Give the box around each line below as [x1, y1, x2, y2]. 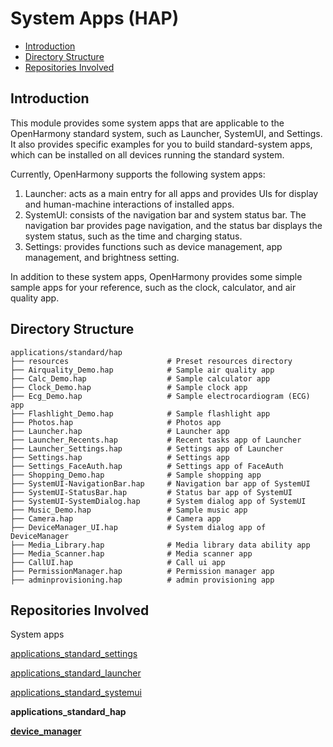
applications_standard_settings [10, 648, 138, 660]
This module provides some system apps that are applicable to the [10, 117, 285, 129]
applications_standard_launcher [10, 667, 142, 679]
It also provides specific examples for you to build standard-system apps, [10, 138, 313, 150]
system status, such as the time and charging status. [24, 230, 243, 242]
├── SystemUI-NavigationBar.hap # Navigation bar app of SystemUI [10, 478, 311, 489]
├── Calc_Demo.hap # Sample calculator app [10, 373, 271, 384]
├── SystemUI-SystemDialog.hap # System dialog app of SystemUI [10, 496, 307, 506]
